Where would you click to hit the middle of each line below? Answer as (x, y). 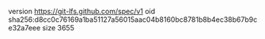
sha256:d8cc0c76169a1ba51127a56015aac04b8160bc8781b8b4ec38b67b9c (133, 19)
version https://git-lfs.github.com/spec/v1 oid (82, 11)
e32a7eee (25, 28)
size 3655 (59, 28)
